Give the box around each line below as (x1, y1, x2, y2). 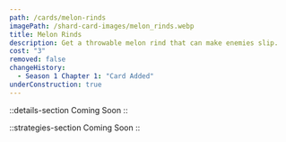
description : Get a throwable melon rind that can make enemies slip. (9, 38, 279, 48)
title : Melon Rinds (9, 30, 82, 39)
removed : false (9, 55, 66, 64)
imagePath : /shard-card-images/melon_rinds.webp (9, 22, 195, 31)
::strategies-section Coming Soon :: (9, 122, 141, 133)
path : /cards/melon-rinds (9, 13, 106, 22)
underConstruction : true (9, 80, 102, 89)
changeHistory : (9, 64, 66, 73)
